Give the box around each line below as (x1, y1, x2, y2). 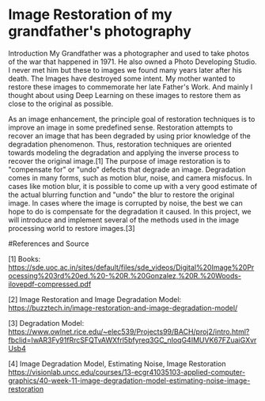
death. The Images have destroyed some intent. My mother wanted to (8, 74, 236, 83)
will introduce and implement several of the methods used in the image (8, 215, 240, 225)
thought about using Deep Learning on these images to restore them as (8, 90, 241, 100)
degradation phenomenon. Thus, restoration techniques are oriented (8, 139, 232, 149)
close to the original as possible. (8, 99, 114, 108)
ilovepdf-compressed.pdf (8, 279, 92, 289)
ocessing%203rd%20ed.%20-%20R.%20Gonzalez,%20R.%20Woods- (8, 270, 242, 280)
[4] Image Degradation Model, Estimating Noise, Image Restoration (8, 358, 226, 369)
